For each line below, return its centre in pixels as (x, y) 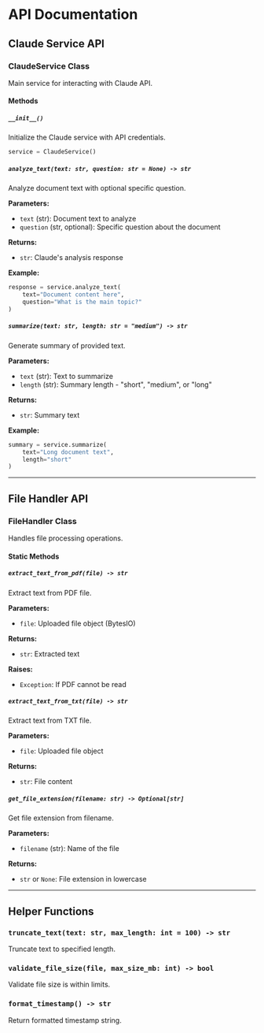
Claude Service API (56, 44)
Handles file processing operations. (66, 538)
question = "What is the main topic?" (82, 302)
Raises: (20, 669)
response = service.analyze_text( (65, 288)
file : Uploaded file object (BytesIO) (77, 623)
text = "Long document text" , (68, 452)
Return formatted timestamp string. (65, 1020)
